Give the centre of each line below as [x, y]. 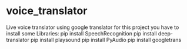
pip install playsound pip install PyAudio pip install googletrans [106, 40]
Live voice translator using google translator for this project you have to [93, 27]
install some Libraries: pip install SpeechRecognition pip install [81, 33]
